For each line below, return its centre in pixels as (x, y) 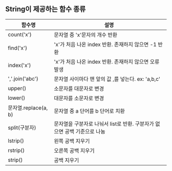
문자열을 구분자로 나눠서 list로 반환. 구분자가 (104, 123)
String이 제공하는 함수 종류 (46, 9)
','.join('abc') (23, 78)
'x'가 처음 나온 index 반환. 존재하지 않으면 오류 (107, 61)
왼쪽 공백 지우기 (72, 141)
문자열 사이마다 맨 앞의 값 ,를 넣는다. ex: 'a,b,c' (107, 79)
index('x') (19, 65)
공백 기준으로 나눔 (85, 131)
